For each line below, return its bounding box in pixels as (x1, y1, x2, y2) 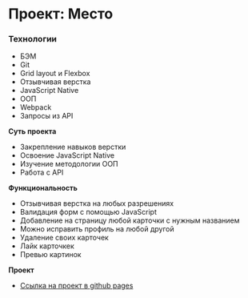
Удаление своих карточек (19, 233, 110, 243)
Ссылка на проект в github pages (19, 281, 134, 291)
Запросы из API (19, 111, 74, 121)
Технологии (8, 34, 58, 45)
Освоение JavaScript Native (19, 151, 114, 160)
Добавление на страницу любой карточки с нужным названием (19, 215, 240, 225)
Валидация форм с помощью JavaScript (19, 207, 158, 217)
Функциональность (8, 183, 78, 193)
